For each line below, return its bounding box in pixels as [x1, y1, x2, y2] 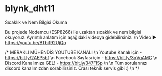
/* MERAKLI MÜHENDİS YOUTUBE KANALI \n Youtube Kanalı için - [5, 49, 142, 55]
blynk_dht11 [5, 3, 55, 14]
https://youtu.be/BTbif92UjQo [5, 39, 66, 45]
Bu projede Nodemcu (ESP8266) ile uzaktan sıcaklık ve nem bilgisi [5, 29, 142, 35]
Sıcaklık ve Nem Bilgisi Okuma [5, 19, 67, 25]
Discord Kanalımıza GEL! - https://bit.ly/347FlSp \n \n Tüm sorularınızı [5, 60, 148, 66]
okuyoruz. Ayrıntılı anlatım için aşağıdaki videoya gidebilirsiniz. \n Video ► [5, 34, 157, 40]
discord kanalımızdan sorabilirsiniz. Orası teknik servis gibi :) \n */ [5, 65, 139, 71]
